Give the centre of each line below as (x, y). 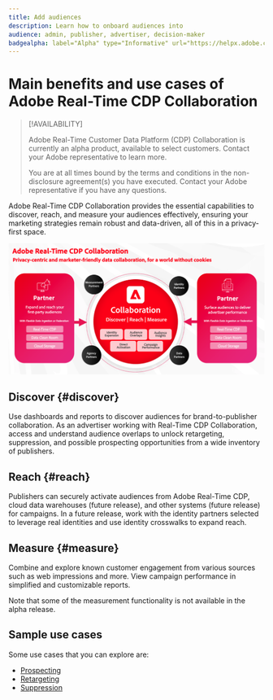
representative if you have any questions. (97, 190)
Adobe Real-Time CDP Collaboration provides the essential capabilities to (131, 206)
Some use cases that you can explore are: (79, 654)
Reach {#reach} (50, 477)
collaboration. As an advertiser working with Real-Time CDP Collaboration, (133, 425)
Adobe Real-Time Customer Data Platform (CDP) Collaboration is (136, 140)
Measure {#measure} (64, 548)
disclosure (45, 182)
